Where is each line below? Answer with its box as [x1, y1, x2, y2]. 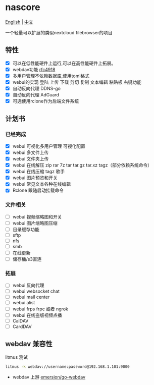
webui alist [12, 299, 35, 305]
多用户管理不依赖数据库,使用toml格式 [12, 73, 90, 79]
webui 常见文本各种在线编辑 [12, 181, 71, 187]
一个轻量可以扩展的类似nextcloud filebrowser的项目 [5, 29, 113, 35]
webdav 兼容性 [5, 340, 53, 348]
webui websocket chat [12, 288, 60, 294]
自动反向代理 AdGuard [12, 92, 60, 98]
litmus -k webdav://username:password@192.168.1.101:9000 [5, 364, 130, 369]
